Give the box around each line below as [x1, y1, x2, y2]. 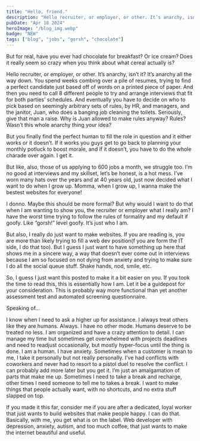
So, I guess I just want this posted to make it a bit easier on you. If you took [6, 274, 190, 281]
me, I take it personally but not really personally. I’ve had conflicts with [6, 354, 179, 361]
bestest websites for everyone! [6, 189, 82, 195]
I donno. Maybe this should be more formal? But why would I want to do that [6, 200, 193, 207]
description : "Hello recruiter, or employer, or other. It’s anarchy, [6, 14, 185, 20]
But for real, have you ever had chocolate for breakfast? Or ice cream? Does [6, 53, 193, 60]
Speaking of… [6, 305, 40, 312]
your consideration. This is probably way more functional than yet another [6, 287, 187, 294]
